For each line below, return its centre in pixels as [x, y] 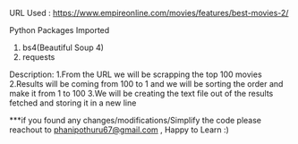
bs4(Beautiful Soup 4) [63, 47]
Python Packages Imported [60, 30]
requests [38, 57]
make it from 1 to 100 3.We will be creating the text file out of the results [141, 93]
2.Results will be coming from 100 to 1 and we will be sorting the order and [146, 84]
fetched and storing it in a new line [73, 103]
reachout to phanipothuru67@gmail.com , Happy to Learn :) [119, 130]
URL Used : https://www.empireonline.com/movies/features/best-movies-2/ [149, 13]
